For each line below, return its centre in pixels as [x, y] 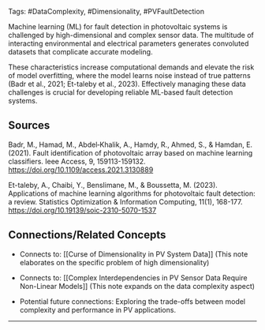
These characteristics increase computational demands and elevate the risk [131, 67]
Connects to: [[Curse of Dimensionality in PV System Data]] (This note [134, 254]
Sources [29, 126]
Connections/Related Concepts [87, 235]
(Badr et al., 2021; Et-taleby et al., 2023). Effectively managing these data [127, 84]
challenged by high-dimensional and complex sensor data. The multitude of [131, 35]
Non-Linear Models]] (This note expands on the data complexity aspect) [137, 286]
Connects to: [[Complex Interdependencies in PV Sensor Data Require [133, 277]
